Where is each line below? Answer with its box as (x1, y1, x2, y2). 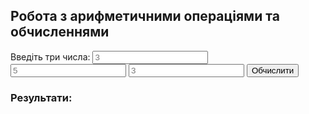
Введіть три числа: (10, 50, 91, 63)
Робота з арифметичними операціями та (10, 8, 280, 25)
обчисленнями (10, 24, 110, 41)
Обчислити (251, 65, 295, 76)
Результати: (10, 90, 73, 104)
